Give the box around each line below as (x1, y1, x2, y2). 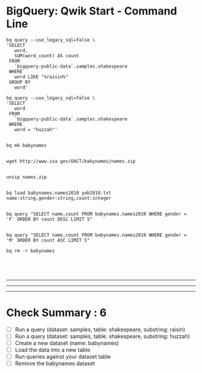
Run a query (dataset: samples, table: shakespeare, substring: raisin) (14, 325, 185, 333)
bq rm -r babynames (6, 248, 55, 254)
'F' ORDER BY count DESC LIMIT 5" (6, 216, 93, 222)
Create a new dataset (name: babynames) (14, 339, 119, 346)
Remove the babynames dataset (14, 360, 95, 367)
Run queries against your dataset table (14, 353, 111, 360)
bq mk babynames (6, 142, 47, 148)
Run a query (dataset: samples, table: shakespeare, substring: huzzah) (14, 333, 191, 340)
